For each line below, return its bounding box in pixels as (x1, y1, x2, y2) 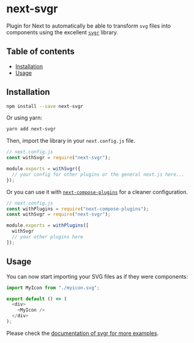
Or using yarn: (6, 114, 43, 121)
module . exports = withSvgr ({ (6, 166, 81, 172)
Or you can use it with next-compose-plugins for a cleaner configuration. (6, 188, 188, 195)
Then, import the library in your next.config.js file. (6, 137, 136, 145)
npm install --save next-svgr (6, 103, 84, 109)
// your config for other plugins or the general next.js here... (12, 171, 185, 178)
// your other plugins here (12, 234, 84, 240)
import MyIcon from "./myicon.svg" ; (6, 284, 100, 291)
